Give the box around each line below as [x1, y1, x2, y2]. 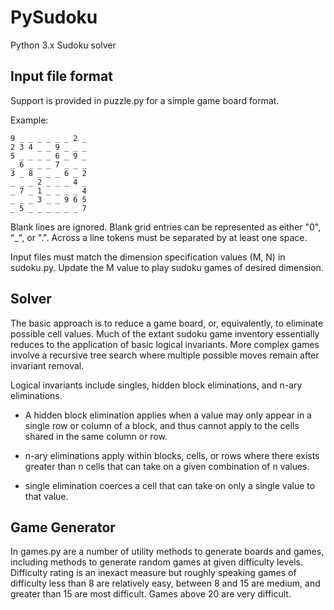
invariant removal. [10, 359, 85, 371]
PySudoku [10, 6, 98, 29]
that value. [24, 490, 69, 502]
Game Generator [10, 519, 116, 536]
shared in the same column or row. [24, 430, 168, 442]
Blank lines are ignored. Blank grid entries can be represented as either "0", [10, 221, 322, 233]
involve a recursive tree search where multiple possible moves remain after [10, 349, 320, 361]
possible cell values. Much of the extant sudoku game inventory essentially [10, 327, 320, 340]
